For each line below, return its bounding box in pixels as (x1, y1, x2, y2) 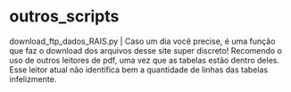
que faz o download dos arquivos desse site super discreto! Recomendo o (9, 45, 283, 55)
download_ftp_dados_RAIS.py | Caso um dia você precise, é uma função (9, 36, 276, 46)
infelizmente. (9, 73, 57, 84)
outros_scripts (9, 6, 120, 27)
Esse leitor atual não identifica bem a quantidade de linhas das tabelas (9, 64, 269, 75)
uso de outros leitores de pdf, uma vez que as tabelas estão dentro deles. (9, 54, 279, 65)
